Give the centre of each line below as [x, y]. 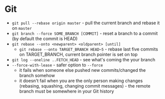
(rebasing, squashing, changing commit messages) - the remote [85, 86]
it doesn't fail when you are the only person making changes [81, 81]
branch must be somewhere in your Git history [67, 91]
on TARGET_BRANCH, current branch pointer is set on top [78, 54]
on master [22, 28]
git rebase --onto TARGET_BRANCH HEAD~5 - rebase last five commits [88, 49]
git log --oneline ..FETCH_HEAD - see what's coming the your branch [83, 59]
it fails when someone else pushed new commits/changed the [82, 70]
